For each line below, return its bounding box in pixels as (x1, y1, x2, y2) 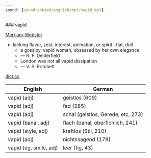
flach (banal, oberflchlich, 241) (63, 119, 138, 126)
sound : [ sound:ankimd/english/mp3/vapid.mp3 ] (5, 7, 104, 13)
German (93, 85, 113, 92)
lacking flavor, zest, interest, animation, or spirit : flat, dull (12, 42, 133, 48)
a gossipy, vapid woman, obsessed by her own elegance (20, 47, 140, 53)
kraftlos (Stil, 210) (63, 127, 107, 134)
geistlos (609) (63, 94, 97, 101)
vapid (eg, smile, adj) (8, 144, 58, 151)
